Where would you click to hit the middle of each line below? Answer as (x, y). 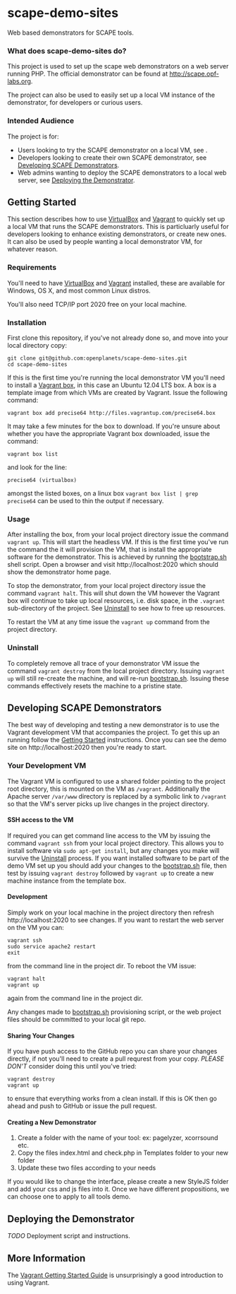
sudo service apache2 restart (52, 947)
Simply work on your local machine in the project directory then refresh (111, 912)
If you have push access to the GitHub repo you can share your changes (112, 1052)
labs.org (19, 81)
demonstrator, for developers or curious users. (75, 102)
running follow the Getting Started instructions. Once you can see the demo (117, 740)
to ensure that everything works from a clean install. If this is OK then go (112, 1099)
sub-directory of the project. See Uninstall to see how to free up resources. (116, 608)
